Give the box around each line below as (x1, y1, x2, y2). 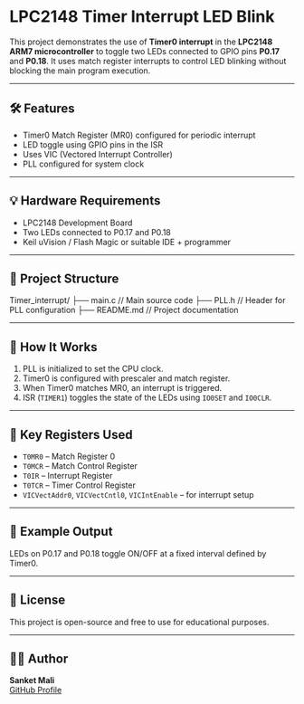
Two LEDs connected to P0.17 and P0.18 (22, 226, 172, 237)
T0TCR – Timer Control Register (22, 480, 136, 490)
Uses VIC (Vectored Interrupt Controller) (22, 148, 174, 159)
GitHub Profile (9, 685, 62, 696)
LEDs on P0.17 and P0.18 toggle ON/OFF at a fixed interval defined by (9, 547, 267, 558)
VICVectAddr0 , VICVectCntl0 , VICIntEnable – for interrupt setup (22, 490, 255, 499)
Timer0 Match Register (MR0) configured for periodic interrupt (22, 129, 256, 140)
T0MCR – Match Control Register (22, 461, 138, 471)
